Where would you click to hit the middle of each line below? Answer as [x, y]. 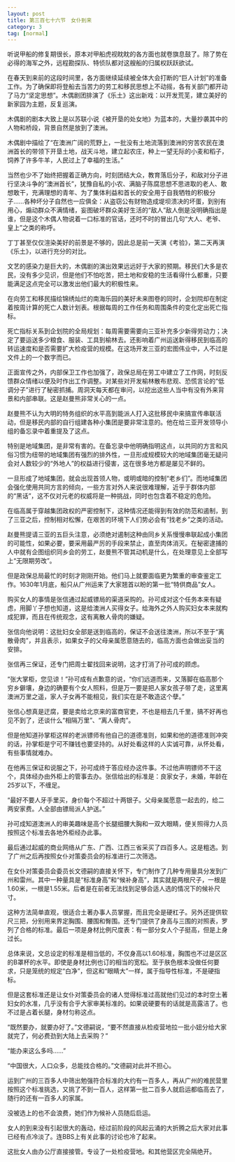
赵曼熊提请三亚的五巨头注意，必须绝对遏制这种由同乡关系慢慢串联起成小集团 [117, 534]
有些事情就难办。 [32, 753]
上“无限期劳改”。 [31, 561]
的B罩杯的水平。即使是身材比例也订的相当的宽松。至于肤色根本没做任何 [111, 962]
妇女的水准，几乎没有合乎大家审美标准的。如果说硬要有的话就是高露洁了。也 [117, 1004]
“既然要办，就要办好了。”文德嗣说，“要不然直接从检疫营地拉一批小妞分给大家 [117, 1027]
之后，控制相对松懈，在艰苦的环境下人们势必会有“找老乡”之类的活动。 [126, 520]
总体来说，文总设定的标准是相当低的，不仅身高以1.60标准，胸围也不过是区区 [117, 954]
